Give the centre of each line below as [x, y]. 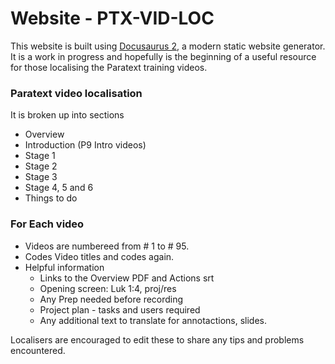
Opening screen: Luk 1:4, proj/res [108, 288]
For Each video [47, 224]
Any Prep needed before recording [111, 299]
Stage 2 [41, 166]
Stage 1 [40, 156]
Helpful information [64, 267]
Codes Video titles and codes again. [99, 256]
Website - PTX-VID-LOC [112, 18]
